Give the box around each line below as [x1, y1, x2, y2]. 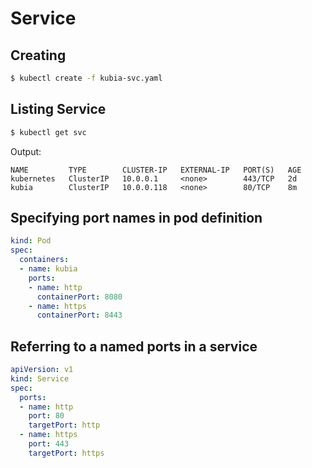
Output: [10, 145, 42, 157]
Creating [10, 47, 67, 64]
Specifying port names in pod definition [10, 209, 263, 226]
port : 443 [28, 439, 70, 449]
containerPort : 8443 [36, 310, 123, 321]
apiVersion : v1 [10, 365, 74, 375]
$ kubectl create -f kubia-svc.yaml [10, 73, 163, 83]
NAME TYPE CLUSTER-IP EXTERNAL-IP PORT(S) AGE [10, 165, 302, 175]
